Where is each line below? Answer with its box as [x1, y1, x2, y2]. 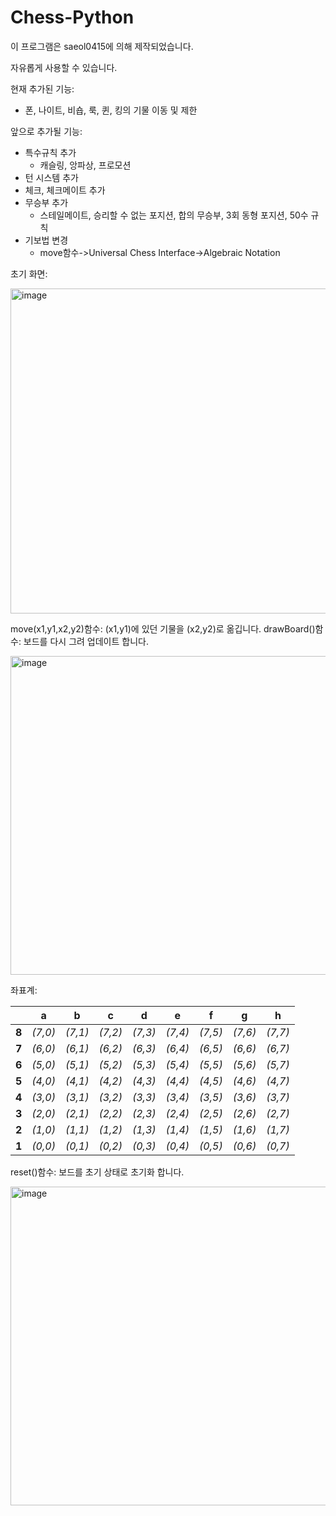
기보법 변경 [24, 234, 69, 246]
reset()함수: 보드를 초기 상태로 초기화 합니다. [10, 1166, 185, 1178]
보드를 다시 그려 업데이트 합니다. [23, 635, 149, 647]
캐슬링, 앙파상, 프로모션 [39, 159, 132, 171]
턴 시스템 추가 [24, 171, 79, 183]
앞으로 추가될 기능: [10, 125, 83, 137]
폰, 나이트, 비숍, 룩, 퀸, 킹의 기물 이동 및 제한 [24, 104, 198, 116]
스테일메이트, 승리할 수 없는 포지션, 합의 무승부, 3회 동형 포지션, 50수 [39, 209, 309, 221]
